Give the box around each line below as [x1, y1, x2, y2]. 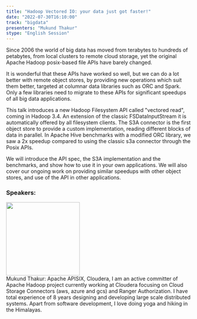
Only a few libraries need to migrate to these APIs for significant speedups [6, 89, 186, 96]
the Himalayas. [6, 306, 42, 314]
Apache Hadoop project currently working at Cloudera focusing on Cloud [6, 281, 183, 289]
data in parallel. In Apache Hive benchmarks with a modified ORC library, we [6, 131, 191, 138]
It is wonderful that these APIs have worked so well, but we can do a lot [6, 70, 179, 77]
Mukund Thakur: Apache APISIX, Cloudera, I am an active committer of [6, 275, 178, 282]
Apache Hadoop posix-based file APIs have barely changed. [6, 59, 153, 66]
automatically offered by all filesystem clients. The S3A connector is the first [6, 119, 191, 126]
